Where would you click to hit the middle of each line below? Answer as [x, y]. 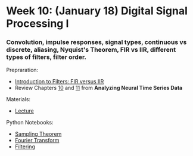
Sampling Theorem [38, 134]
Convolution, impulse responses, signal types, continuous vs [96, 42]
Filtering [25, 146]
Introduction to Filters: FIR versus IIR [59, 82]
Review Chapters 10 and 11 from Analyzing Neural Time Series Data [99, 88]
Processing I [38, 24]
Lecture [24, 111]
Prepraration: [22, 70]
